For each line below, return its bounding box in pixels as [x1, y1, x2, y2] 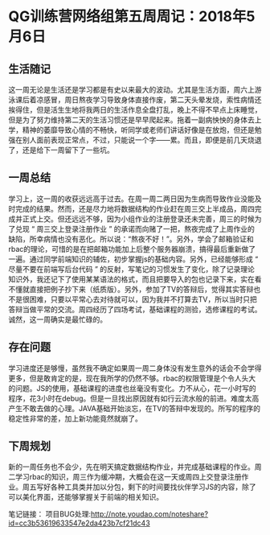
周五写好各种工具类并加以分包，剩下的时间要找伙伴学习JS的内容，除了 [22, 482, 256, 492]
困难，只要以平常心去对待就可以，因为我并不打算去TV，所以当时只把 [29, 294, 257, 304]
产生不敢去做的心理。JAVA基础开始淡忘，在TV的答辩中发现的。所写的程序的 [8, 403, 261, 413]
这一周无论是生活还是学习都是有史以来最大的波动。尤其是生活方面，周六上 [8, 85, 255, 94]
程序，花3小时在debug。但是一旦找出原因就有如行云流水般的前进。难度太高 [8, 393, 260, 403]
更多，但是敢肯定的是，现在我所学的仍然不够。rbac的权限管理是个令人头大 [8, 373, 256, 383]
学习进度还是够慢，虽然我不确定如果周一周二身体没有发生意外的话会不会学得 [8, 363, 262, 372]
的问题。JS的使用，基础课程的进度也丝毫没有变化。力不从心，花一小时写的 [8, 383, 256, 393]
